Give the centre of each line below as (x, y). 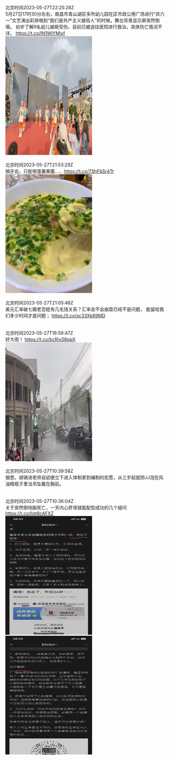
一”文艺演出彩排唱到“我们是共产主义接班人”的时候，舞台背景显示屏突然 (80, 20)
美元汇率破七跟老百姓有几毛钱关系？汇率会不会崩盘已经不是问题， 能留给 (82, 309)
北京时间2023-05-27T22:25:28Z (40, 7)
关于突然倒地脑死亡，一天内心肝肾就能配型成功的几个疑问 (66, 508)
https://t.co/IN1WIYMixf (40, 33)
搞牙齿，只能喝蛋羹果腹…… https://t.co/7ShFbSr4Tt (60, 171)
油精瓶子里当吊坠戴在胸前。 (35, 484)
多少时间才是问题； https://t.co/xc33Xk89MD (58, 316)
